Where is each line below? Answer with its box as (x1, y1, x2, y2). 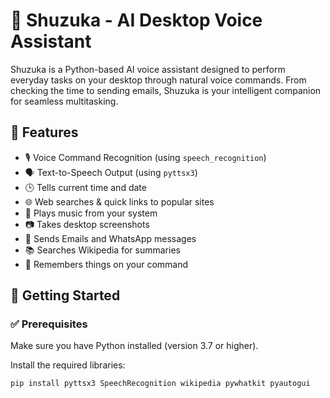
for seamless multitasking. (10, 95, 119, 107)
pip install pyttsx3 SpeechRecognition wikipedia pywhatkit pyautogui (10, 379, 311, 389)
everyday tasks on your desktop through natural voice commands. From (10, 74, 307, 86)
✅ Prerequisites (10, 317, 88, 331)
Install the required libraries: (10, 359, 126, 371)
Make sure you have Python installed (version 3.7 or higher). (10, 340, 259, 352)
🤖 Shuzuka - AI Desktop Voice (10, 9, 263, 32)
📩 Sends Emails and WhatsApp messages (24, 232, 197, 244)
